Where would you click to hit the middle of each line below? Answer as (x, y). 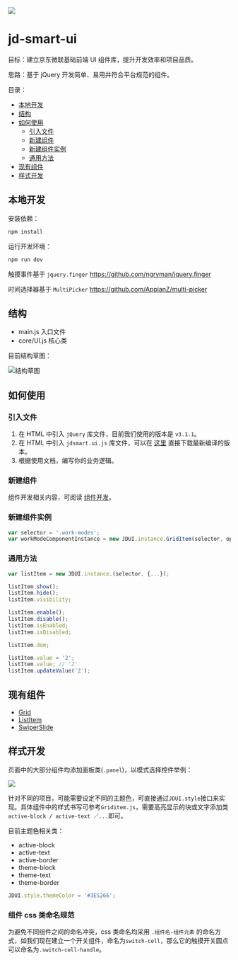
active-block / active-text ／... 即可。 (67, 816)
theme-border (38, 882)
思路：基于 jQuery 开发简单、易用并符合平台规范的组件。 (91, 74)
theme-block (37, 867)
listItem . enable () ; (37, 612)
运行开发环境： (30, 246)
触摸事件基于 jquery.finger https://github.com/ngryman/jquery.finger (109, 274)
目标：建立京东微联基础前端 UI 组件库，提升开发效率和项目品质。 (103, 59)
